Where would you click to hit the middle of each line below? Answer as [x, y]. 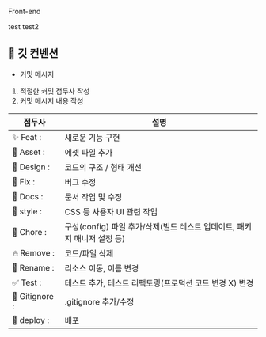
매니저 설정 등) [100, 238]
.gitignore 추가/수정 [99, 301]
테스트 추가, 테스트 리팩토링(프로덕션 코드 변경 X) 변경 [159, 282]
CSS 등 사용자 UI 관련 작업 [111, 211]
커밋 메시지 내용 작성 [51, 100]
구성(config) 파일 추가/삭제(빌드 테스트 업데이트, [150, 226]
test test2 [24, 27]
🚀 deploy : [31, 320]
